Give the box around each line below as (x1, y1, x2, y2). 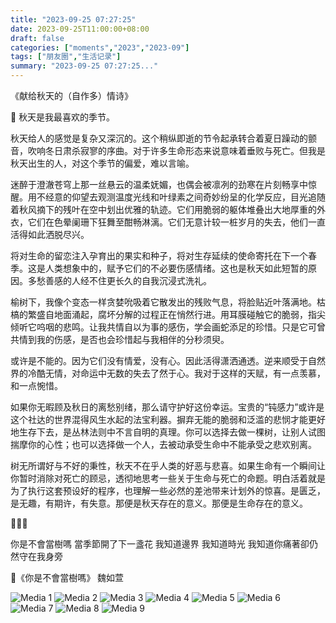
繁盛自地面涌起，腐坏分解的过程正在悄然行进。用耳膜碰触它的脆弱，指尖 (27, 309, 326, 320)
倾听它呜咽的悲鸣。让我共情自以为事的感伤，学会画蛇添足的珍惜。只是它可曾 (10, 321, 326, 333)
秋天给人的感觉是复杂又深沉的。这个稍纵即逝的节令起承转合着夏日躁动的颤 (10, 132, 317, 144)
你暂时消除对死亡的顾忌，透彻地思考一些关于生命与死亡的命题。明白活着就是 (10, 472, 326, 484)
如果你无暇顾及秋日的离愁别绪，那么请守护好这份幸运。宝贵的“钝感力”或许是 (10, 401, 325, 413)
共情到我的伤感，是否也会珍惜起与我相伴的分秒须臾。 (10, 334, 230, 345)
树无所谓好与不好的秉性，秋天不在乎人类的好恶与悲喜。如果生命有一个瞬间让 (10, 460, 326, 471)
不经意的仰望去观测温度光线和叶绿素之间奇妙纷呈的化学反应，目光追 (36, 191, 317, 203)
